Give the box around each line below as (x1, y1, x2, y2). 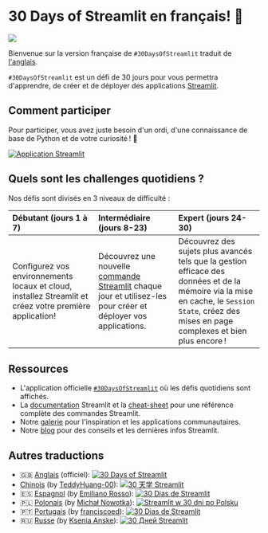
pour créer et (98, 300, 148, 312)
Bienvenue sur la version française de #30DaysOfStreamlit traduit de (8, 48, 232, 58)
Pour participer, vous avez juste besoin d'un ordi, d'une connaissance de (8, 125, 248, 135)
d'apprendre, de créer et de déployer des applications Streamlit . (8, 80, 219, 90)
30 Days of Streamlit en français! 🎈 (8, 7, 244, 25)
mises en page (178, 315, 234, 326)
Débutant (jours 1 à (12, 212, 88, 223)
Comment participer (8, 104, 112, 118)
